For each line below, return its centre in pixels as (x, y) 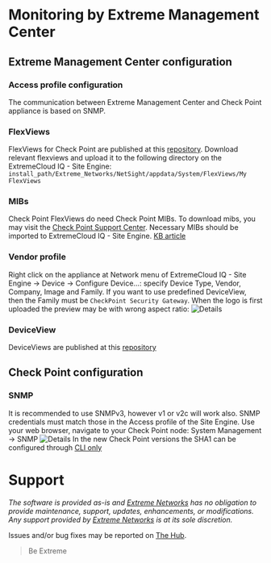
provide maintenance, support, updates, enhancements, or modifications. (131, 511)
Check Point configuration (76, 373)
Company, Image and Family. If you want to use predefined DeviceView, (127, 291)
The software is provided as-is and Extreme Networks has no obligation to (132, 503)
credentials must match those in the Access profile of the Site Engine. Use (132, 422)
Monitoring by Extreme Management (134, 15)
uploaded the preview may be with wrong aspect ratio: (99, 309)
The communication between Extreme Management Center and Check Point (135, 102)
